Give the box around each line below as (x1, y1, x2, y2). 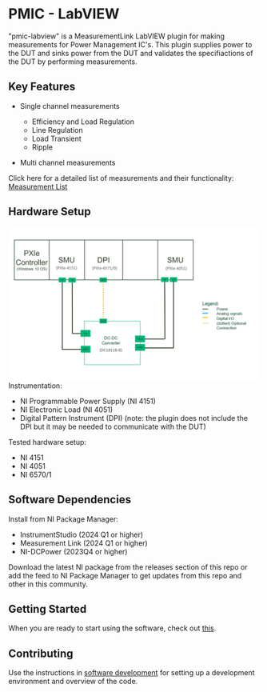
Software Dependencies (8, 493, 132, 506)
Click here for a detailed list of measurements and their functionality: (8, 173, 234, 182)
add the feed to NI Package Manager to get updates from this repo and (8, 570, 242, 580)
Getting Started (8, 602, 87, 616)
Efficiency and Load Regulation (31, 117, 134, 126)
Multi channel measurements (19, 158, 116, 167)
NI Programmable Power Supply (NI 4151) (19, 396, 156, 406)
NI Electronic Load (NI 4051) (19, 405, 114, 414)
